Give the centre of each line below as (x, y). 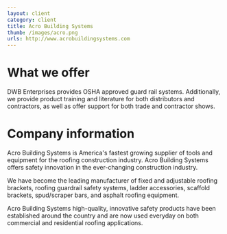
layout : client (29, 13)
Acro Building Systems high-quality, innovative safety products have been (111, 208)
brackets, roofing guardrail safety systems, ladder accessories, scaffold (109, 188)
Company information (71, 134)
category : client (32, 20)
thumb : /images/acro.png (43, 32)
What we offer (49, 73)
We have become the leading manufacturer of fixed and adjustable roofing (112, 181)
